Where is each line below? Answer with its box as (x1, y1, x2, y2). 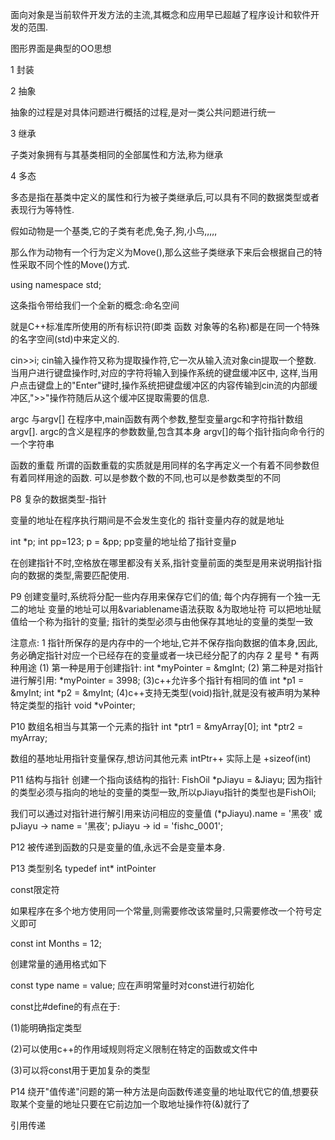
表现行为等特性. (10, 204, 75, 215)
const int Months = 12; (10, 938, 102, 949)
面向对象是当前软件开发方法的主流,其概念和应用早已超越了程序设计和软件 (10, 9, 312, 20)
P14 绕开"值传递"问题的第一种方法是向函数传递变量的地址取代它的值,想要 (10, 1086, 310, 1097)
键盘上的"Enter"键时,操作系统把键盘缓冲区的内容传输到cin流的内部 (36, 379, 310, 391)
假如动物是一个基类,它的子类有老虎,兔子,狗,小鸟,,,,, (10, 225, 218, 237)
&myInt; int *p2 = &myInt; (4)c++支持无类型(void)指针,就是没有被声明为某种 (10, 687, 320, 698)
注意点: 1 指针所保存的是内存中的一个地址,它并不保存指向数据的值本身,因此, (10, 637, 318, 648)
